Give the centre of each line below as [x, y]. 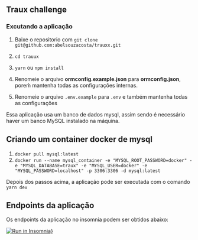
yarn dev [17, 187]
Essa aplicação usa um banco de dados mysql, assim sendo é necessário [95, 114]
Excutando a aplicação [39, 27]
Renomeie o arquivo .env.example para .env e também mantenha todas [101, 96]
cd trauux [27, 56]
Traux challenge [36, 10]
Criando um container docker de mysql [79, 139]
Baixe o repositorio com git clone [56, 39]
